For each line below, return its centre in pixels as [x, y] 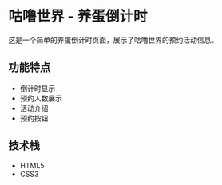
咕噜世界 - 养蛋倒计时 [78, 16]
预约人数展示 [41, 98]
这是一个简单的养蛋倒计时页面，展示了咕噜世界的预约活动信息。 [113, 40]
